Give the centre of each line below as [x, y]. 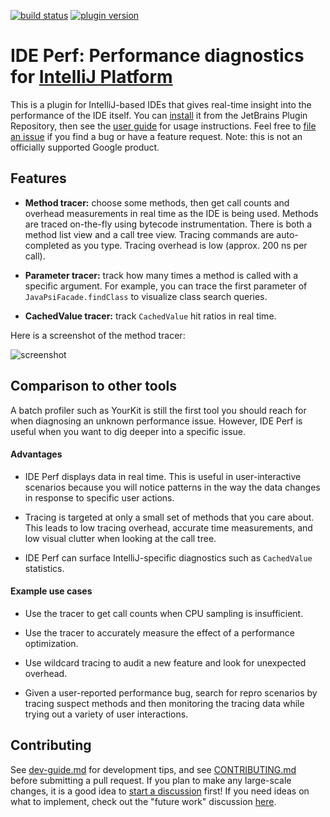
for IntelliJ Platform [91, 77]
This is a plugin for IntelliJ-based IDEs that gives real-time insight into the [161, 104]
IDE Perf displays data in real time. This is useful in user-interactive [163, 476]
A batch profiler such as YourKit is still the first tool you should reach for [158, 410]
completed [47, 245]
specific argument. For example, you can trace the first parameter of [166, 286]
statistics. [44, 568]
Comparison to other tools [93, 386]
